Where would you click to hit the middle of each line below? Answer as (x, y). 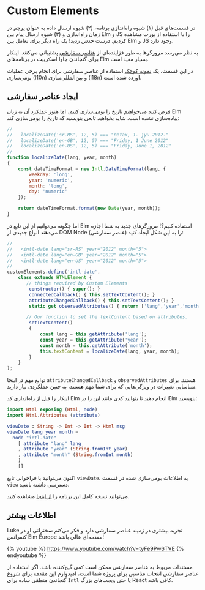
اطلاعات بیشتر (32, 516)
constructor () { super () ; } (65, 289)
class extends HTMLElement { (55, 278)
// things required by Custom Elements (77, 283)
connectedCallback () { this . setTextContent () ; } (92, 294)
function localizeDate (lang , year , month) (62, 158)
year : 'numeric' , (51, 180)
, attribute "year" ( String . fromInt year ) (73, 449)
